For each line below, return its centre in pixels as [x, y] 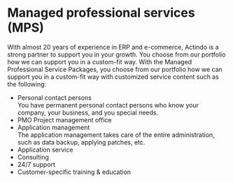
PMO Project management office [64, 119]
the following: [27, 84]
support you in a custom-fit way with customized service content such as [113, 76]
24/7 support [36, 164]
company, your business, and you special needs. [88, 112]
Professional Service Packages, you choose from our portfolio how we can [115, 69]
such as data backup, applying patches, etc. [81, 142]
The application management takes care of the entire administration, [116, 135]
